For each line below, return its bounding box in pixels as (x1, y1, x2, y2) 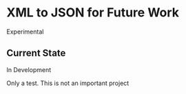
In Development (6, 65, 52, 73)
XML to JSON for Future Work (6, 5, 180, 21)
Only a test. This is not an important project (6, 79, 130, 87)
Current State (6, 47, 66, 59)
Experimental (6, 27, 44, 36)
